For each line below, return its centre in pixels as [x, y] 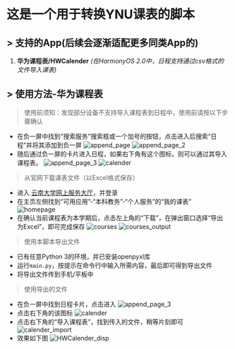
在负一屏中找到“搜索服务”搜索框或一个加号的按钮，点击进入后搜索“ [114, 136]
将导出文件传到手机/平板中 [55, 274]
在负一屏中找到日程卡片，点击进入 [66, 304]
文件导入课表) [37, 70]
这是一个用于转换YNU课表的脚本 [101, 14]
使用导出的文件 [46, 289]
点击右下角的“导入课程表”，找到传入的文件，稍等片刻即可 [100, 322]
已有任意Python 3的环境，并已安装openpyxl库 [84, 256]
